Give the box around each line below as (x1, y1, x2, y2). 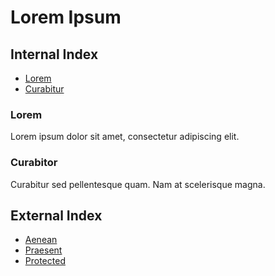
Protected (24, 255, 66, 267)
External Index (10, 207, 103, 224)
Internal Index (10, 46, 99, 63)
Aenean (24, 234, 58, 246)
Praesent (24, 244, 63, 256)
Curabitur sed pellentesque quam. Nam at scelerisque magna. (10, 178, 266, 190)
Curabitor (10, 156, 58, 170)
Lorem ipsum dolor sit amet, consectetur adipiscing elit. (10, 131, 240, 143)
